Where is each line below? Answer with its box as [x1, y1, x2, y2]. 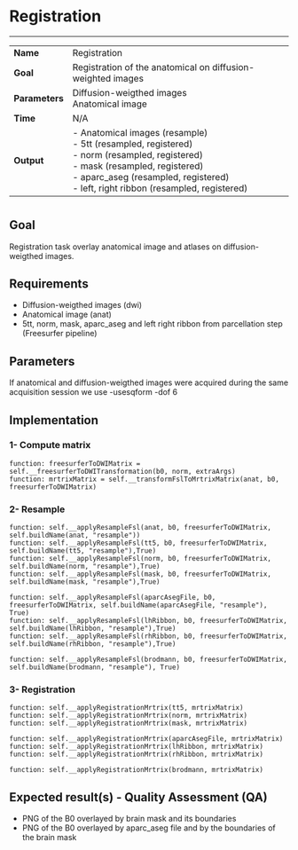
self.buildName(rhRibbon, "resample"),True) [9, 640, 176, 649]
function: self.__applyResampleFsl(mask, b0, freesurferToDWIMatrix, [9, 570, 272, 578]
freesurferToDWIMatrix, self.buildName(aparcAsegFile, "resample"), [9, 601, 268, 610]
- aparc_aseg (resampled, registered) [72, 170, 230, 183]
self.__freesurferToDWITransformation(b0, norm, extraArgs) [9, 467, 237, 476]
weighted [72, 72, 112, 84]
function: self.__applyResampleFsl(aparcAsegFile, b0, [9, 593, 216, 602]
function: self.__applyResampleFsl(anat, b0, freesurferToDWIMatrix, [9, 523, 272, 532]
